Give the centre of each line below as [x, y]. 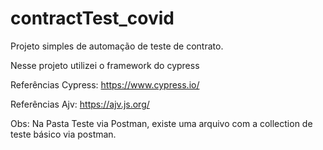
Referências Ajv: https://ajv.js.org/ [80, 104]
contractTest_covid [92, 18]
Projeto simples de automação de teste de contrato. [117, 46]
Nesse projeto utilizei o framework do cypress [105, 65]
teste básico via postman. [63, 134]
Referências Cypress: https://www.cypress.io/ [105, 84]
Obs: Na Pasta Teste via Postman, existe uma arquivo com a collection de [161, 123]
